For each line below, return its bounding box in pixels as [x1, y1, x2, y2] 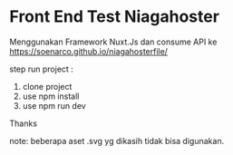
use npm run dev [22, 100, 86, 111]
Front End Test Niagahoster [9, 6, 220, 27]
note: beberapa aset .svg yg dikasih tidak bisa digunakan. [9, 135, 225, 146]
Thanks [9, 118, 38, 129]
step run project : [9, 63, 74, 74]
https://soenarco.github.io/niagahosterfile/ [9, 45, 168, 56]
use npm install [22, 91, 80, 102]
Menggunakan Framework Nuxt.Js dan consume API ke [9, 36, 218, 47]
